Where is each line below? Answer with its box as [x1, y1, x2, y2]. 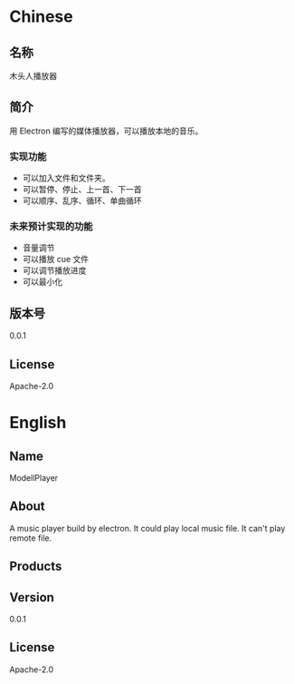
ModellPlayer [9, 473, 59, 484]
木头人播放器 [9, 71, 57, 81]
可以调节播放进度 [22, 265, 87, 276]
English [9, 413, 67, 433]
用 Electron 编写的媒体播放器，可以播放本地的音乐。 [9, 125, 204, 136]
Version [9, 590, 54, 605]
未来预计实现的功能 [9, 220, 93, 233]
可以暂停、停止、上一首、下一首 [22, 184, 142, 195]
